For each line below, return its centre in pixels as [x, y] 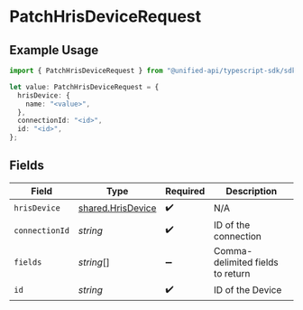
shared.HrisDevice [117, 208]
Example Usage [54, 50]
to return [232, 273]
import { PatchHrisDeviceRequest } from [87, 70]
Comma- [233, 250]
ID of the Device [248, 290]
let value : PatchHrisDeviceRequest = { [84, 87]
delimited [233, 262]
